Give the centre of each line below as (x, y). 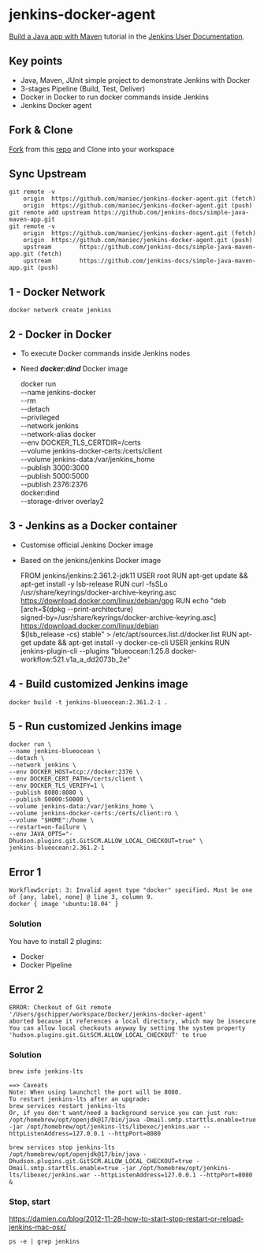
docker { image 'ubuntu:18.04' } (64, 904)
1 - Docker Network (57, 292)
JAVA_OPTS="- (51, 834)
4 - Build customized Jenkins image (99, 684)
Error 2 (26, 989)
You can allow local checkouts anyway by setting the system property (127, 1028)
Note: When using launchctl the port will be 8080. (95, 1092)
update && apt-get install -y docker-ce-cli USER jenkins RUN (132, 642)
